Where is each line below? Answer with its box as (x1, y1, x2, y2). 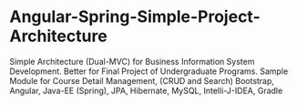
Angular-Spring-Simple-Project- (9, 6, 261, 27)
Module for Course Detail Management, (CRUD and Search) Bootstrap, (9, 75, 275, 86)
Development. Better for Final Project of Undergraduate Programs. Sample (9, 66, 289, 77)
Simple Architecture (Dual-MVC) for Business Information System (9, 56, 255, 67)
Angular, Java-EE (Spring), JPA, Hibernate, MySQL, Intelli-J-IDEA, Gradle (9, 85, 283, 96)
